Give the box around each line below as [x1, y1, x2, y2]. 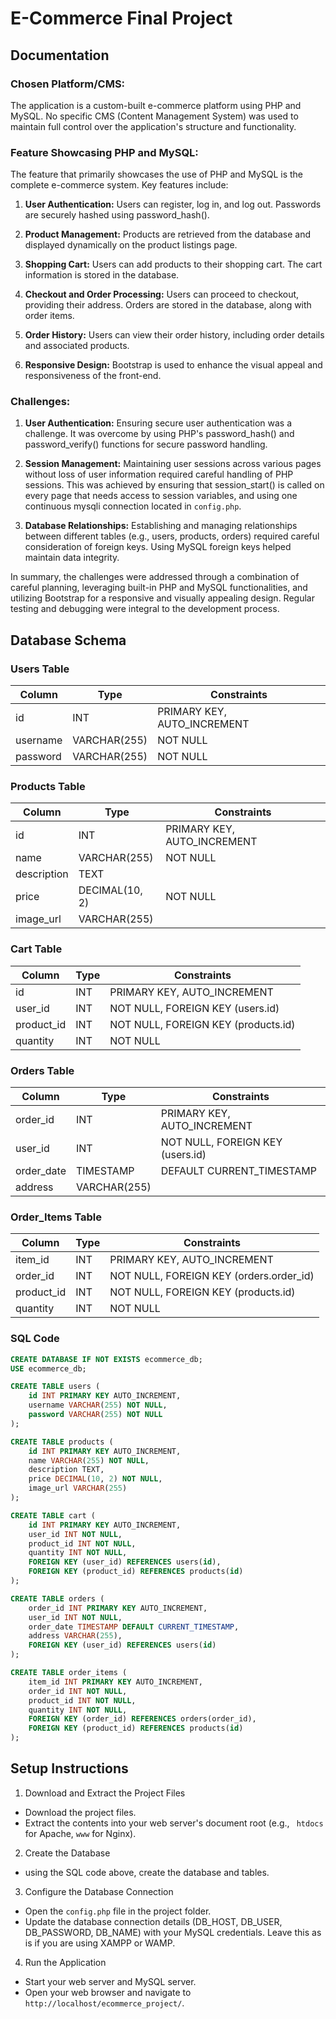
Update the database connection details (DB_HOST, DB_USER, [24, 1915, 283, 1927]
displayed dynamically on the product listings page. [24, 239, 238, 251]
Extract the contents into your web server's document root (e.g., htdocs [24, 1817, 324, 1829]
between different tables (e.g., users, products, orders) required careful [24, 530, 320, 542]
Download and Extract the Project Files [24, 1787, 186, 1799]
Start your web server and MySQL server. [24, 1975, 197, 1987]
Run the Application [24, 1956, 107, 1968]
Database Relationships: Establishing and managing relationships [24, 520, 298, 532]
